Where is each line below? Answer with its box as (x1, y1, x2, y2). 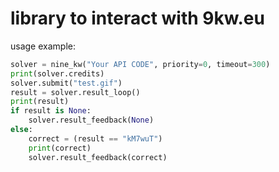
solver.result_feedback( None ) (28, 115, 155, 126)
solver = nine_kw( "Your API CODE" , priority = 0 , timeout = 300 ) (10, 59, 271, 69)
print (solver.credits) (10, 68, 105, 79)
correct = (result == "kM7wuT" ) (28, 133, 163, 144)
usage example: (10, 40, 76, 52)
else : (10, 125, 33, 135)
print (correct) (28, 143, 92, 153)
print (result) (10, 97, 70, 107)
